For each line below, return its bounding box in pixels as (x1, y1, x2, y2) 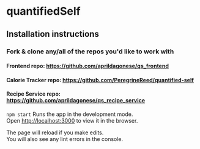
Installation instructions (6, 29, 99, 39)
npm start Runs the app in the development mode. (6, 110, 133, 118)
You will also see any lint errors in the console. (6, 135, 124, 142)
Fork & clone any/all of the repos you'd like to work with (6, 47, 174, 56)
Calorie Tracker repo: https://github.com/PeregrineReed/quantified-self (6, 76, 194, 83)
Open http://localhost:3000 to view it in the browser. (6, 117, 138, 124)
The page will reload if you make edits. (6, 129, 104, 136)
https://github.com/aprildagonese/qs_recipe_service (6, 97, 146, 104)
